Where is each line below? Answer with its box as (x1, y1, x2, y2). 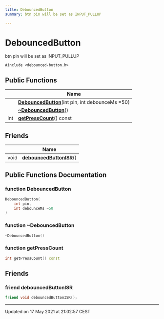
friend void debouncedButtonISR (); (5, 295, 78, 300)
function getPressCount (5, 245, 63, 251)
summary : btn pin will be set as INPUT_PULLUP (5, 12, 102, 17)
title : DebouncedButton (5, 7, 54, 12)
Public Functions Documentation (5, 171, 107, 179)
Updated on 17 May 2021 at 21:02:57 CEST (5, 309, 91, 315)
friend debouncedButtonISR (5, 284, 73, 291)
